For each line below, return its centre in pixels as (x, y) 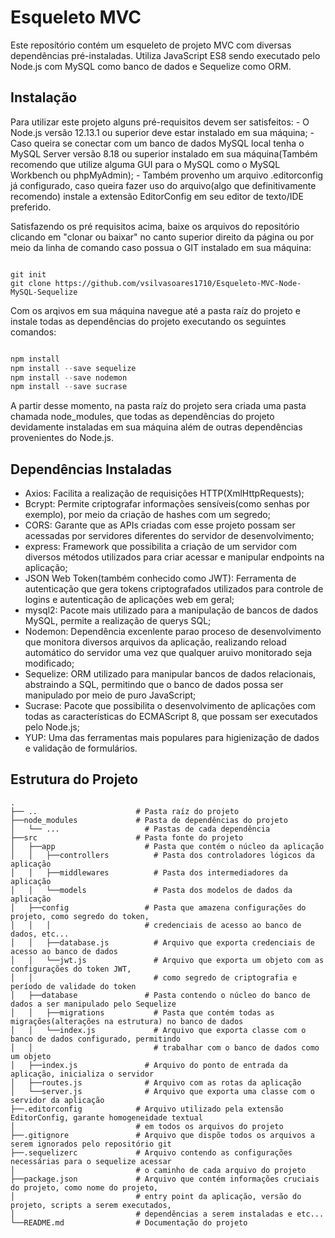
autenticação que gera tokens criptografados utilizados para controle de (174, 589)
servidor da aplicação (57, 1100)
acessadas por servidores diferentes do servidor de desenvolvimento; (169, 536)
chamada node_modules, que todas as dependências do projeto (142, 417)
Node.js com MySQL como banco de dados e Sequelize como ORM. (151, 66)
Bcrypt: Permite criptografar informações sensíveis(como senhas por (167, 504)
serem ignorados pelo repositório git (91, 1144)
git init (28, 274)
